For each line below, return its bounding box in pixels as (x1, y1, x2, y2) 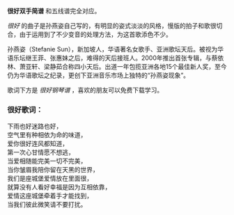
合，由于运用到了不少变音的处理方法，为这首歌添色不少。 (7, 31, 172, 38)
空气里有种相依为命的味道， (7, 131, 87, 139)
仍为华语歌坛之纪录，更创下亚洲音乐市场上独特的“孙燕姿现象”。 (7, 71, 190, 79)
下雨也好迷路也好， (7, 122, 63, 131)
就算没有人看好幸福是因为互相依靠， (7, 183, 111, 191)
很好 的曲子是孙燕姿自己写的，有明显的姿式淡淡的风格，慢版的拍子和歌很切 (7, 22, 223, 30)
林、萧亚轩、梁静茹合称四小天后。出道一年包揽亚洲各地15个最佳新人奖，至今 (7, 63, 227, 70)
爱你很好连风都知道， (7, 139, 68, 148)
